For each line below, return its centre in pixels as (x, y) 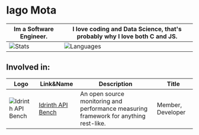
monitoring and (101, 101)
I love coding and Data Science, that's (127, 29)
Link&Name (57, 84)
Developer (171, 112)
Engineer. (34, 36)
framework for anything (113, 116)
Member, (169, 105)
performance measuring (114, 108)
